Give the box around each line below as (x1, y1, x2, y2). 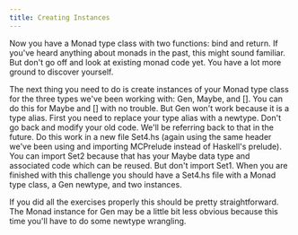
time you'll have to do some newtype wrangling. (9, 215, 187, 226)
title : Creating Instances (9, 13, 110, 22)
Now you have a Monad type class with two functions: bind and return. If (9, 38, 278, 48)
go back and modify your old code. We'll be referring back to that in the (9, 122, 274, 133)
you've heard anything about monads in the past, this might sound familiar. (9, 47, 285, 58)
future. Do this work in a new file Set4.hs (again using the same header (9, 131, 272, 142)
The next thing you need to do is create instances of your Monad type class (9, 83, 289, 94)
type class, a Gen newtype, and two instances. (9, 178, 182, 189)
